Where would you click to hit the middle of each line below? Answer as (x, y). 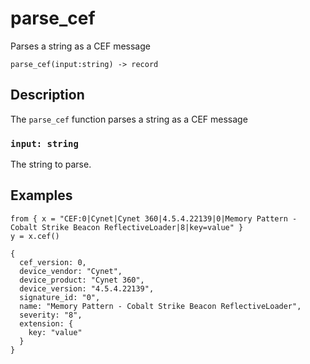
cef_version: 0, (53, 262)
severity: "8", (51, 315)
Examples (41, 195)
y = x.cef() (35, 236)
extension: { (46, 323)
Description (47, 95)
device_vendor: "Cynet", (71, 271)
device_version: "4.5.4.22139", (87, 288)
